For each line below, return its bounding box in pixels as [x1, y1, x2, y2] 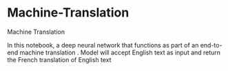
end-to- [200, 41, 222, 49]
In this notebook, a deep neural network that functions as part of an [7, 41, 199, 49]
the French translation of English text [7, 55, 112, 63]
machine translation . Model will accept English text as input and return [19, 48, 221, 57]
